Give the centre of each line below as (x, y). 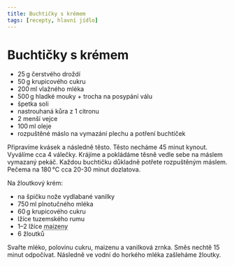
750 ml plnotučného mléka (55, 204)
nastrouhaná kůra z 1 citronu (58, 111)
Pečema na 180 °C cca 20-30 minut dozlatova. (74, 169)
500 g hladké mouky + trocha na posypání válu (85, 97)
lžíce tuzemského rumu (51, 219)
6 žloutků (31, 234)
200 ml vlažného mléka (51, 89)
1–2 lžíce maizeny (43, 226)
